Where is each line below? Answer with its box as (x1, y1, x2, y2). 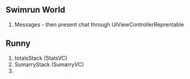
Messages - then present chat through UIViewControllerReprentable (14, 21, 185, 28)
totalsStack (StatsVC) (14, 54, 68, 62)
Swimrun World (5, 5, 66, 15)
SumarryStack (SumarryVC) (14, 60, 84, 68)
